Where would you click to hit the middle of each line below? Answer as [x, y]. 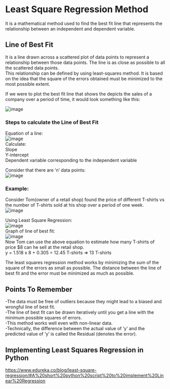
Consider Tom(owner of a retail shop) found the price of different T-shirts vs [85, 200]
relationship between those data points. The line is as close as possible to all [85, 62]
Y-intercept [17, 155]
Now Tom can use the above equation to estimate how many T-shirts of [80, 242]
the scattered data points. [32, 68]
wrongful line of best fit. [30, 307]
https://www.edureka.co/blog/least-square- [51, 370]
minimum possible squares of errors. [44, 318]
